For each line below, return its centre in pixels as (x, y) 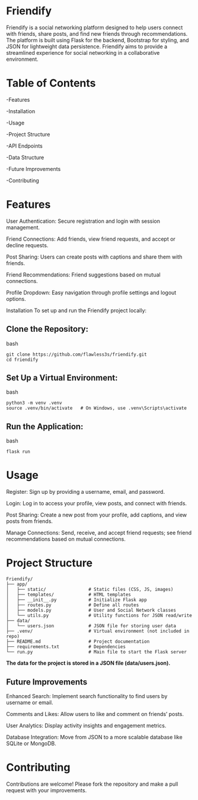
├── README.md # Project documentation (78, 642)
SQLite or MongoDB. (31, 743)
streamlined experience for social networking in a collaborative (83, 52)
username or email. (30, 702)
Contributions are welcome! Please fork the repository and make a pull (92, 784)
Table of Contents (51, 83)
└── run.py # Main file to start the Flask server (96, 652)
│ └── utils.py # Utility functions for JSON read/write (99, 616)
